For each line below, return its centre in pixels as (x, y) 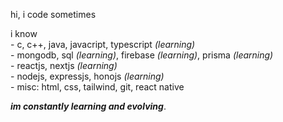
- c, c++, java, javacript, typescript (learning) (103, 44)
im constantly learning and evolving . (88, 106)
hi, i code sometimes (53, 14)
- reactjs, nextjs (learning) (64, 65)
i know (24, 33)
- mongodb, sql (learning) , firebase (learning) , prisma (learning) (142, 55)
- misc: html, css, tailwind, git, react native (97, 87)
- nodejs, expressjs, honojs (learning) (87, 76)
